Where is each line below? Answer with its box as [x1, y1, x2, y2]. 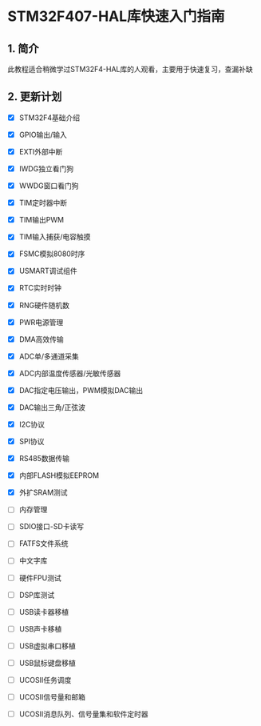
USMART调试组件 [18, 266, 77, 276]
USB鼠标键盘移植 [18, 658, 77, 668]
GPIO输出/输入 [18, 130, 67, 139]
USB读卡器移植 [18, 607, 69, 616]
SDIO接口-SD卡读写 [18, 522, 85, 531]
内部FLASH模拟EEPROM [18, 471, 100, 480]
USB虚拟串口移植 [18, 641, 77, 651]
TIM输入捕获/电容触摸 [18, 232, 91, 242]
